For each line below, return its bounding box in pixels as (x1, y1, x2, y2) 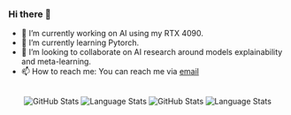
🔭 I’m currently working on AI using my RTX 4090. (20, 28, 204, 39)
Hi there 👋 (8, 8, 52, 20)
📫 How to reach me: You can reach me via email (20, 66, 200, 77)
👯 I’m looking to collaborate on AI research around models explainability (20, 47, 283, 57)
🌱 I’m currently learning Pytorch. (20, 37, 140, 48)
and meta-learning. (20, 57, 92, 67)
